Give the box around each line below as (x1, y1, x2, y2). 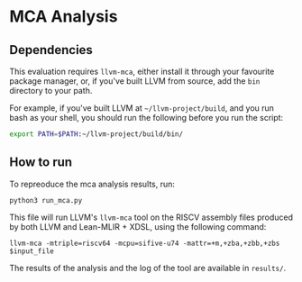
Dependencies (9, 42, 93, 58)
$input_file (9, 246, 54, 256)
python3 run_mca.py (9, 196, 83, 205)
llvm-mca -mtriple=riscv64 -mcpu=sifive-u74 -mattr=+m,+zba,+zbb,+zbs (9, 239, 280, 248)
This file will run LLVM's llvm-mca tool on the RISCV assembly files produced (9, 212, 293, 223)
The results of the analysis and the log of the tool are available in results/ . (9, 262, 287, 273)
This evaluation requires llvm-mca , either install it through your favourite (9, 66, 275, 77)
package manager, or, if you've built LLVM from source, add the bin (9, 76, 261, 86)
